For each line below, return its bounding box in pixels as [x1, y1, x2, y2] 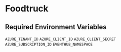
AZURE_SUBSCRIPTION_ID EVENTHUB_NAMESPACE [5, 42, 93, 47]
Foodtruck [5, 3, 48, 14]
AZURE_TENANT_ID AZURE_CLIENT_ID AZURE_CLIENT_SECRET [5, 37, 116, 42]
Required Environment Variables [5, 23, 107, 31]
